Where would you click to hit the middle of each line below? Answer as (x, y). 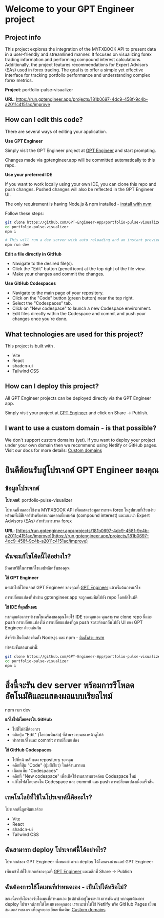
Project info (23, 37)
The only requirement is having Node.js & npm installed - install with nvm (78, 204)
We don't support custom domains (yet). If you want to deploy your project (80, 440)
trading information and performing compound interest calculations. (73, 59)
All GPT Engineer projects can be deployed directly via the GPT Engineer (78, 398)
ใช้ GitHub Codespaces (29, 750)
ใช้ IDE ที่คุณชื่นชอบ (21, 607)
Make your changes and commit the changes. (58, 274)
